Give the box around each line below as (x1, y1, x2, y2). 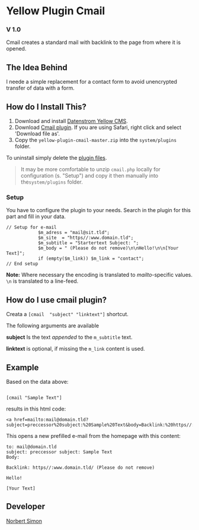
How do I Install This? (6, 102, 87, 112)
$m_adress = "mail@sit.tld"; (37, 230, 110, 236)
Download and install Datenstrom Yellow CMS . (14, 118, 129, 125)
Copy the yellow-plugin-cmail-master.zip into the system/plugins (14, 137, 176, 144)
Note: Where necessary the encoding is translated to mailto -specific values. (6, 272, 192, 279)
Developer (6, 501, 46, 512)
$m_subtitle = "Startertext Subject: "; (37, 240, 139, 246)
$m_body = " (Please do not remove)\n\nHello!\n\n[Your (37, 245, 179, 251)
